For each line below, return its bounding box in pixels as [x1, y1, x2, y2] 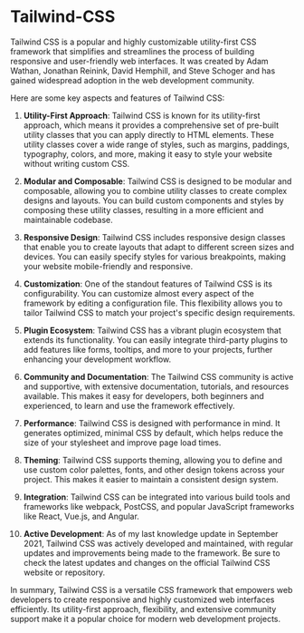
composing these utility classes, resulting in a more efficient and [23, 204, 264, 215]
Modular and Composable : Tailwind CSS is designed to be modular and [23, 175, 292, 187]
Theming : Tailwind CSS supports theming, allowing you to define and [23, 454, 283, 465]
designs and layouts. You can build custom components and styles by [23, 195, 284, 206]
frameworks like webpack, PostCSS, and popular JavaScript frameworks [23, 501, 295, 511]
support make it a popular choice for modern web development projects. [10, 613, 281, 624]
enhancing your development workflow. [23, 354, 172, 365]
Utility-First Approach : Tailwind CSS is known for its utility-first [23, 110, 261, 121]
